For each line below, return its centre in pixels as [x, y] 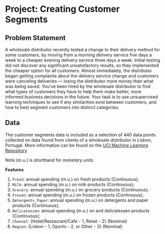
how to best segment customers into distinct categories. [62, 107]
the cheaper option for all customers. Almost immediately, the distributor [79, 71]
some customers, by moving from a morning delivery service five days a [78, 55]
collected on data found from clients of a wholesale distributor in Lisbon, [79, 140]
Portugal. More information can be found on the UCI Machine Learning [77, 145]
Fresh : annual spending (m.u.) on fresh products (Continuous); [76, 179]
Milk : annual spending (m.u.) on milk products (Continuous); [73, 184]
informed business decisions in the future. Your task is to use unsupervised [82, 97]
